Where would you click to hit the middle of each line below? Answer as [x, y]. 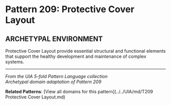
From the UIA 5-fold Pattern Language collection [56, 76]
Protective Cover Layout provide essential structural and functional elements [85, 51]
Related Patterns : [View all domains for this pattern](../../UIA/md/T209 [79, 92]
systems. [15, 62]
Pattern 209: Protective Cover [70, 9]
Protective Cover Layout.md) [35, 97]
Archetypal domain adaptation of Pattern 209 [53, 82]
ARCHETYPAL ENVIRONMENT [54, 39]
